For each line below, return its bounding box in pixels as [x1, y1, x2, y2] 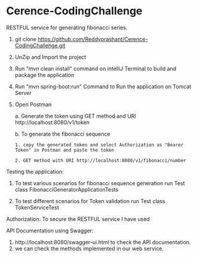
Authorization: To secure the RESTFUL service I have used [6, 215, 150, 222]
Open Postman [14, 100, 52, 108]
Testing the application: [6, 168, 64, 175]
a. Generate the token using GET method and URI [14, 112, 136, 119]
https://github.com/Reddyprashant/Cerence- [38, 35, 148, 42]
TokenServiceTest [14, 204, 59, 211]
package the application [14, 71, 75, 78]
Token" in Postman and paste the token [14, 147, 115, 153]
